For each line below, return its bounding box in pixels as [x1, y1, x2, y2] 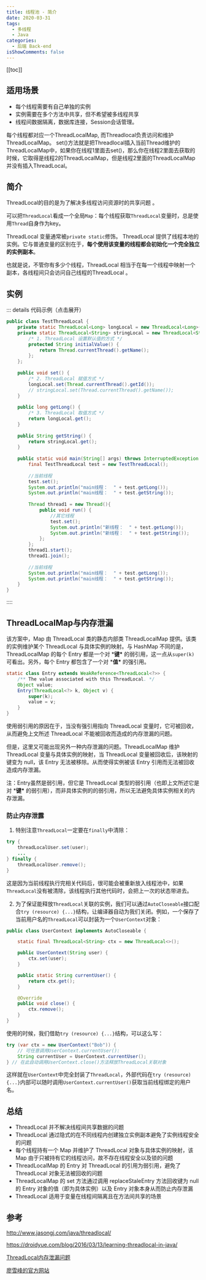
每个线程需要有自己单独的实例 [15, 103, 91, 110]
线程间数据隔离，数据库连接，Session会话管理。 [15, 118, 138, 125]
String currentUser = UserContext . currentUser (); [17, 1053, 147, 1059]
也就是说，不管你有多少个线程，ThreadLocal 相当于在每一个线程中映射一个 [6, 261, 196, 269]
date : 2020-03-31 [6, 15, 51, 21]
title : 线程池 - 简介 [6, 9, 57, 15]
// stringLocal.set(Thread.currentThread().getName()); [28, 387, 174, 393]
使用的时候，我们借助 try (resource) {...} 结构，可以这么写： [6, 1029, 164, 1037]
